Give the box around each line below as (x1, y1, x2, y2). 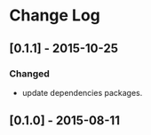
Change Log (9, 5, 100, 26)
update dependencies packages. (21, 87, 143, 98)
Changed (9, 67, 51, 80)
